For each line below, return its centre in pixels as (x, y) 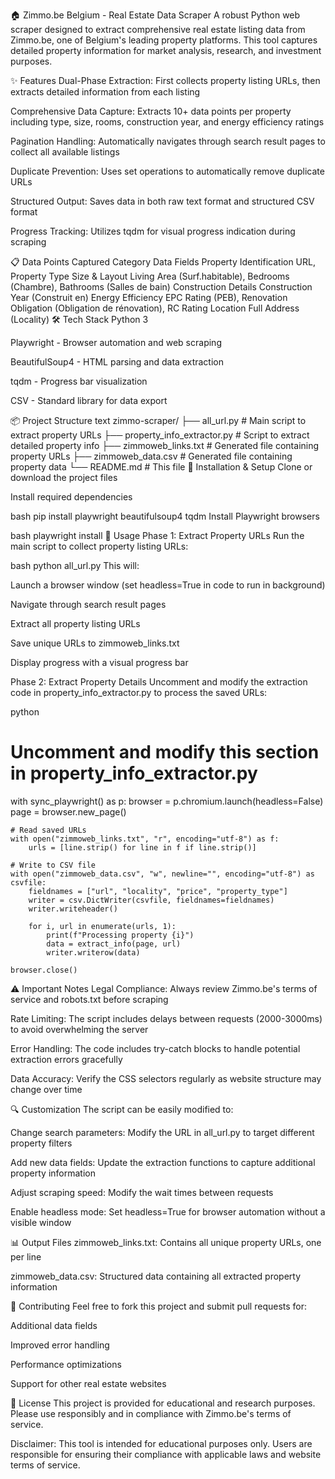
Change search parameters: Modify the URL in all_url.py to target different (162, 1132)
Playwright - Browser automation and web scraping (116, 342)
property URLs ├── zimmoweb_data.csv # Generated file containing (151, 456)
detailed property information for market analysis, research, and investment (166, 50)
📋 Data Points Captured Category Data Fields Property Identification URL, (163, 262)
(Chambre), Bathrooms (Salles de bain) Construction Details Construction (161, 287)
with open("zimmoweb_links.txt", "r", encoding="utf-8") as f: (145, 839)
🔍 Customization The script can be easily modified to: (122, 1109)
